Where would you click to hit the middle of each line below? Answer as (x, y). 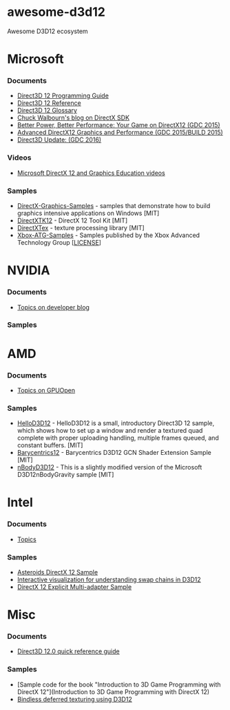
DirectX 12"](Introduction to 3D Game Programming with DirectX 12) (113, 691)
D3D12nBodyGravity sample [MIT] (65, 475)
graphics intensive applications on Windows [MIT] (88, 213)
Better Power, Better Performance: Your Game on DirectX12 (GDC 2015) (118, 125)
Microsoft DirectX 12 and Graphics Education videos (91, 173)
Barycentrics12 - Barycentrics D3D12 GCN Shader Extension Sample (114, 453)
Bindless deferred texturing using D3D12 (74, 699)
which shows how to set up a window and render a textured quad (110, 431)
